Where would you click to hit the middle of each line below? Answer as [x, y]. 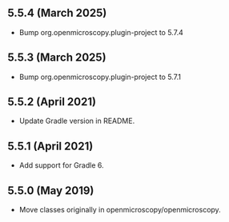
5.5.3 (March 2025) [57, 58]
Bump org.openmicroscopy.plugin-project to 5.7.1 [100, 77]
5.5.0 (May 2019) [51, 190]
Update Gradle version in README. [77, 121]
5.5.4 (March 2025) [57, 13]
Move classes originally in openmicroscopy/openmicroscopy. [120, 210]
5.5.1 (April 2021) [50, 146]
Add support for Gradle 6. [62, 165]
